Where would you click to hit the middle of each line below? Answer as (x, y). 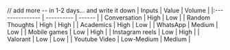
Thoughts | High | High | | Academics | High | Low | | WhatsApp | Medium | (113, 25)
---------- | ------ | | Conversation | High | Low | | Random (128, 18)
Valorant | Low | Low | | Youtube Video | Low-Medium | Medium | (99, 39)
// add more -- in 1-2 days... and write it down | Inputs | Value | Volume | (108, 10)
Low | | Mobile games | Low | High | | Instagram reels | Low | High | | (104, 32)
